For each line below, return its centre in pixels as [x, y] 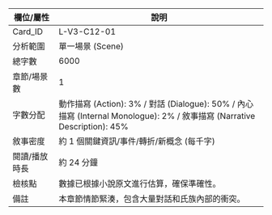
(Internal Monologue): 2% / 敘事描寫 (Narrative [166, 116]
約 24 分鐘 [79, 162]
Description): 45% [94, 126]
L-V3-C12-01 [87, 32]
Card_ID [28, 32]
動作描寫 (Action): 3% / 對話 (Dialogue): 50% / [147, 104]
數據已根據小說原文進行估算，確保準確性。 [140, 183]
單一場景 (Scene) [91, 46]
